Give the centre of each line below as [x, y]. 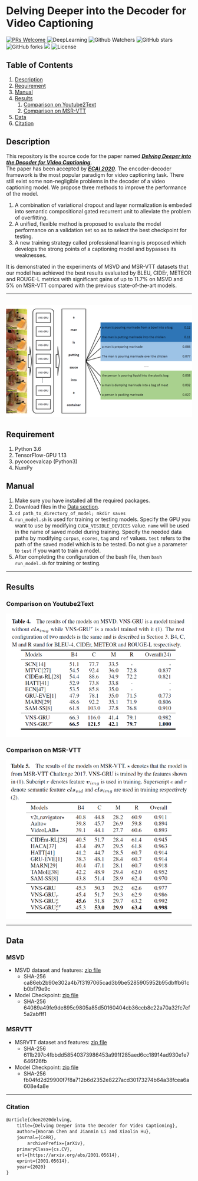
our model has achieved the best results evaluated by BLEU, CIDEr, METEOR [99, 273]
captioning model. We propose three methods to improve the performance [96, 187]
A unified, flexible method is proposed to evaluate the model [88, 224]
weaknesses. [31, 255]
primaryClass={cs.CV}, [44, 1149]
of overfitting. [31, 217]
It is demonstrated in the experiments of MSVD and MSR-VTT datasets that [97, 266]
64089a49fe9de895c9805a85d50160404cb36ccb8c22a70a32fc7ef [107, 1008]
